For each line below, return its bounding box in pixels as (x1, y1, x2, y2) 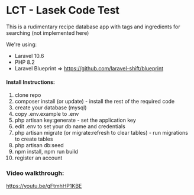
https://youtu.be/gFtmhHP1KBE (6, 183, 82, 190)
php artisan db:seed (14, 142, 64, 149)
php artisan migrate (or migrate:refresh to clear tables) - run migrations (14, 129, 188, 136)
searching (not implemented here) (6, 29, 89, 36)
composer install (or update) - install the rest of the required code (14, 98, 175, 105)
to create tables (14, 135, 53, 142)
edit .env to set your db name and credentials (14, 123, 125, 130)
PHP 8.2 (14, 58, 35, 66)
